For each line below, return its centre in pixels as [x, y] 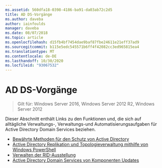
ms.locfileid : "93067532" [32, 65]
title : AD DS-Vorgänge [29, 14]
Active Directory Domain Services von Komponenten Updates [76, 161]
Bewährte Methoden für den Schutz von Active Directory [71, 139]
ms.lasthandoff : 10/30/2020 [34, 61]
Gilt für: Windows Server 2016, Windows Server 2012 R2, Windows [86, 104]
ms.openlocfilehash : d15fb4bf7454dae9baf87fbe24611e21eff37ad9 [72, 42]
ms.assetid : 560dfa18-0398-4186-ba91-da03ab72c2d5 [59, 10]
